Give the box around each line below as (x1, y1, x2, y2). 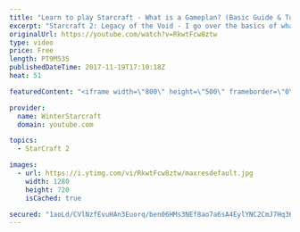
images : (9, 161, 38, 170)
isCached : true (25, 194, 82, 203)
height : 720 (25, 185, 70, 195)
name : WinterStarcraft (17, 112, 102, 120)
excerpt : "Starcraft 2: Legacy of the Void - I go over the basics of (9, 21, 278, 30)
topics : (9, 136, 38, 145)
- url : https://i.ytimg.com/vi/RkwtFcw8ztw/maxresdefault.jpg (17, 169, 254, 178)
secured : (9, 210, 42, 219)
